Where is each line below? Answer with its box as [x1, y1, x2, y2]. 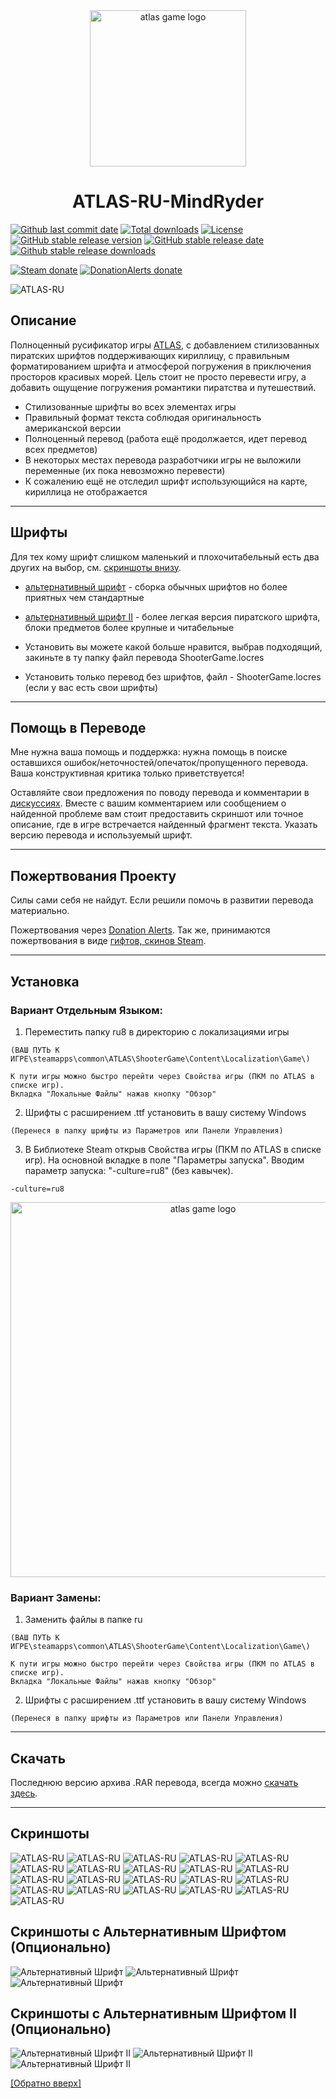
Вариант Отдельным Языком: [10, 1003, 164, 1017]
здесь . [10, 1787, 38, 1799]
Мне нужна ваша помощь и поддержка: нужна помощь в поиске [10, 746, 288, 758]
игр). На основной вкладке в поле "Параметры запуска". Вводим [24, 1154, 305, 1166]
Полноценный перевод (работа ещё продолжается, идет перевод [24, 432, 307, 444]
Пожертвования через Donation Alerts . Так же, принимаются [10, 924, 271, 936]
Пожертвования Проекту [10, 867, 177, 884]
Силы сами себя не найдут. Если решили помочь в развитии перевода [10, 894, 314, 906]
